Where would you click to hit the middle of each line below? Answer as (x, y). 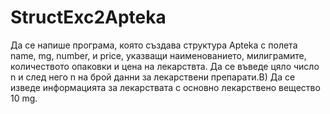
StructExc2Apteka (88, 17)
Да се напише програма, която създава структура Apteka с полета (154, 45)
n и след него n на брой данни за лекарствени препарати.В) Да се (153, 77)
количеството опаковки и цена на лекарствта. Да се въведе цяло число (165, 66)
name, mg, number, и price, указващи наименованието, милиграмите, (158, 55)
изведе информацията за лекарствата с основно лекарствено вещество (165, 87)
